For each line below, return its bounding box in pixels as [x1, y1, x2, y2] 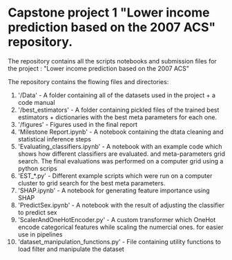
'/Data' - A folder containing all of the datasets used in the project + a [17, 91, 216, 99]
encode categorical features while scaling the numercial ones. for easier [17, 223, 224, 231]
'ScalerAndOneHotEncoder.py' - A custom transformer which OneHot [17, 215, 216, 223]
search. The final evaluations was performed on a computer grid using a [17, 157, 224, 165]
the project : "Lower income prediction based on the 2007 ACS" [8, 64, 189, 72]
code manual [17, 98, 55, 106]
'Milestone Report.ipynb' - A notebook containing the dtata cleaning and [17, 128, 224, 136]
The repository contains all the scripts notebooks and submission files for [8, 57, 217, 65]
